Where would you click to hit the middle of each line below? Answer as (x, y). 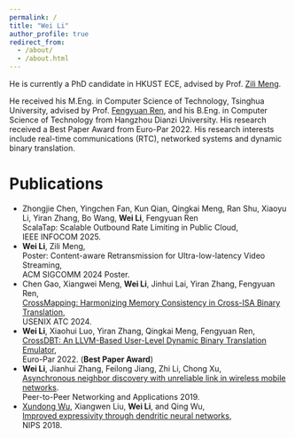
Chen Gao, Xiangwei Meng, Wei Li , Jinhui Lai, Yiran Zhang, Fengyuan (148, 284)
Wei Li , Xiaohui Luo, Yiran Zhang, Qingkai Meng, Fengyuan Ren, (138, 331)
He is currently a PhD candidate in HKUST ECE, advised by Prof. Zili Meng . (145, 84)
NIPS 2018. (42, 425)
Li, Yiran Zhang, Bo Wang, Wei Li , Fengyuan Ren (110, 217)
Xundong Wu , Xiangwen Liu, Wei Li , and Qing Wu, (113, 406)
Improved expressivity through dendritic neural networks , (127, 415)
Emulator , (39, 349)
